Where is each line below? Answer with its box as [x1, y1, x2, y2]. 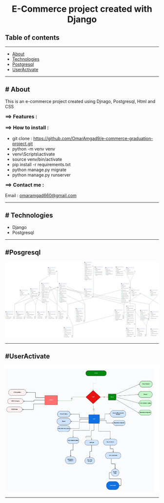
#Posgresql [5, 249, 41, 257]
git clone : [12, 135, 33, 141]
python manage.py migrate [12, 167, 67, 173]
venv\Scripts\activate [12, 151, 55, 157]
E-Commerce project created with [12, 3, 152, 15]
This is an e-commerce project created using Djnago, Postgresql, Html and [5, 98, 156, 104]
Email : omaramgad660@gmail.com [5, 192, 77, 198]
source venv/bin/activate [12, 156, 62, 162]
